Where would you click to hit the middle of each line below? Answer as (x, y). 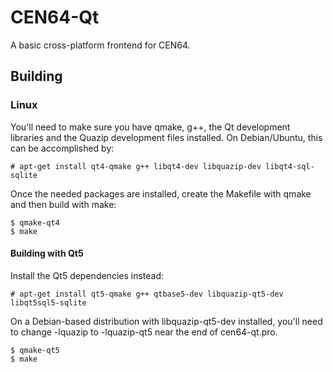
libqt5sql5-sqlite (48, 302)
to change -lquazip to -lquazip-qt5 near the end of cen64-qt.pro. (144, 332)
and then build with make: (63, 204)
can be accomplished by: (62, 148)
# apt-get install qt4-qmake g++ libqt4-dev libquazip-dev (136, 166)
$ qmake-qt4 (35, 222)
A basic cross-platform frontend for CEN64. (100, 45)
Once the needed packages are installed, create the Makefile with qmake (161, 193)
